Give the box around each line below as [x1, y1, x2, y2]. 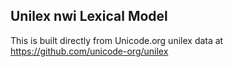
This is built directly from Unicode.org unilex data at [10, 34, 224, 46]
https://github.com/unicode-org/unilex [10, 45, 169, 57]
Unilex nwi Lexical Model [10, 8, 168, 25]
